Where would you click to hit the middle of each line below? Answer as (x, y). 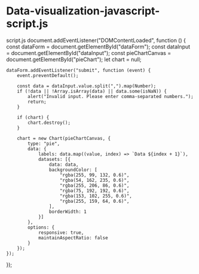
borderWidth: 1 (68, 211)
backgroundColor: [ (73, 170)
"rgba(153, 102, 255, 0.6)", (96, 196)
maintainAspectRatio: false (73, 238)
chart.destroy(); (49, 123)
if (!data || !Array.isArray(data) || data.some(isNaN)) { (92, 91)
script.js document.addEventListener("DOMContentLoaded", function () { (96, 40)
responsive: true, (61, 232)
